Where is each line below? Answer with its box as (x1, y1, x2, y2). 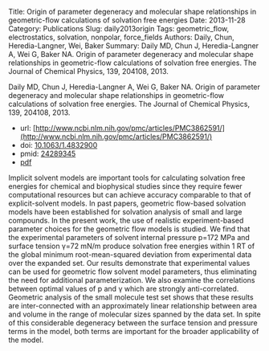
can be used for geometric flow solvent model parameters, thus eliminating (8, 267, 257, 276)
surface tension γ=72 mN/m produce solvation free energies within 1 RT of (8, 241, 255, 251)
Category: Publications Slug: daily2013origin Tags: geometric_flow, (8, 24, 230, 33)
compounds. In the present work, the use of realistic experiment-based (8, 216, 244, 225)
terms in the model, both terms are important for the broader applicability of (8, 327, 259, 336)
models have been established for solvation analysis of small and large (8, 207, 243, 216)
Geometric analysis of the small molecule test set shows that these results (8, 292, 255, 302)
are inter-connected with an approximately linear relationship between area (8, 301, 257, 310)
